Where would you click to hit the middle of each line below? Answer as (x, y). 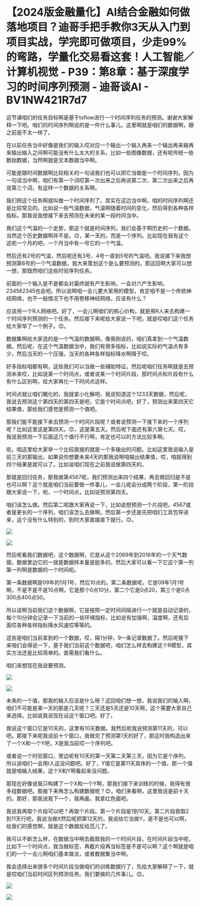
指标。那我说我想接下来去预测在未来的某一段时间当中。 (74, 215)
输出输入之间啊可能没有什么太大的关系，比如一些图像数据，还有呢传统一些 (102, 152)
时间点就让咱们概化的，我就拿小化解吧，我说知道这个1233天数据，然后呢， (98, 394)
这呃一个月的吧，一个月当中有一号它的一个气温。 (66, 243)
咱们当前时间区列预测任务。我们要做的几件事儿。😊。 (82, 874)
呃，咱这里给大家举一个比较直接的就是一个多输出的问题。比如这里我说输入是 (100, 449)
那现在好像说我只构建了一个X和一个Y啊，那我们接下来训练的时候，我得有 (96, 783)
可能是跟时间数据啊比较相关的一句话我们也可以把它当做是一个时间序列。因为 (100, 173)
